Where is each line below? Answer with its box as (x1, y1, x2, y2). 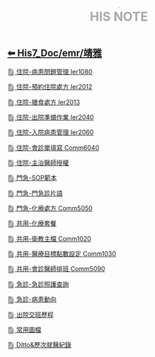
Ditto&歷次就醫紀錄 (16, 341, 72, 349)
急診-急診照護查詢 (16, 280, 69, 288)
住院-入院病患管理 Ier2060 (16, 128, 94, 136)
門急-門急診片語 (16, 189, 63, 197)
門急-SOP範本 (16, 174, 57, 182)
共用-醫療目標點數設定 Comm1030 (16, 250, 117, 258)
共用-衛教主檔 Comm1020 (16, 234, 92, 242)
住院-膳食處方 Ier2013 (16, 98, 80, 106)
